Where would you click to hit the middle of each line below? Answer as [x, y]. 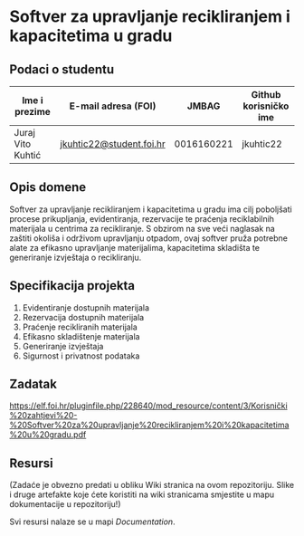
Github [266, 95]
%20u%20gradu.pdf [48, 435]
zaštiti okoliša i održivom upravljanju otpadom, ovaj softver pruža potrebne [148, 238]
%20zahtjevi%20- [43, 416]
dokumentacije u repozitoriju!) [65, 504]
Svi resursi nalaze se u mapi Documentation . [92, 522]
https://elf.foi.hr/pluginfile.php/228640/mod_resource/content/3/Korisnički [148, 406]
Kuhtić [28, 155]
